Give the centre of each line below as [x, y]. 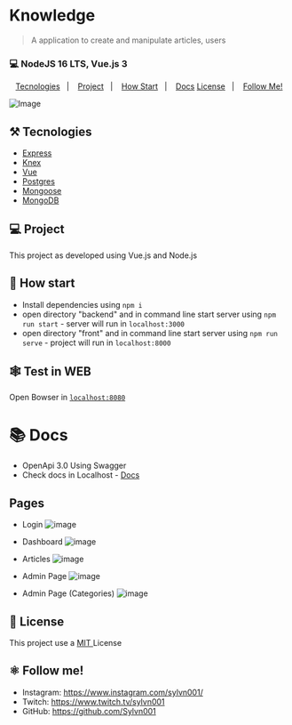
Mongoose [42, 191]
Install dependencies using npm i [82, 304]
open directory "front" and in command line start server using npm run [150, 333]
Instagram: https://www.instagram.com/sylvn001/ [113, 692]
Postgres [39, 181]
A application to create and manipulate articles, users [128, 40]
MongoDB [40, 200]
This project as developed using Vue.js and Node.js [103, 255]
